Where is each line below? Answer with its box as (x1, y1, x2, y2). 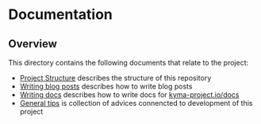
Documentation (8, 6, 113, 24)
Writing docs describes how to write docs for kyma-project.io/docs (19, 90, 240, 100)
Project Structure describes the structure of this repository (19, 73, 212, 82)
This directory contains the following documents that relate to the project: (8, 58, 249, 67)
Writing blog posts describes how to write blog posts (19, 81, 193, 91)
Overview (8, 37, 58, 51)
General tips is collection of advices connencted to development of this (19, 99, 253, 107)
